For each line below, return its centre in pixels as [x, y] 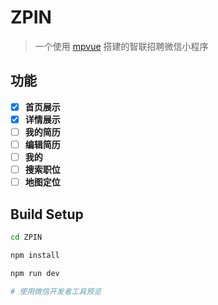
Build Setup [47, 214]
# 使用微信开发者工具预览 [56, 291]
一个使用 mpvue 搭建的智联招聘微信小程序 [121, 46]
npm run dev [35, 273]
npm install [35, 255]
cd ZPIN [26, 237]
